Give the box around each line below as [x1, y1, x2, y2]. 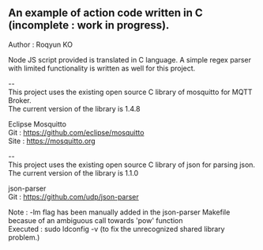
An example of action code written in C [8, 6, 203, 20]
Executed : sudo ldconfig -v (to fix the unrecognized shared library [8, 224, 225, 233]
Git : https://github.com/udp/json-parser [8, 191, 140, 201]
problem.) [8, 233, 40, 242]
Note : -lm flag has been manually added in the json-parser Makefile [8, 207, 231, 217]
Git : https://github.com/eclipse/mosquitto [8, 127, 145, 137]
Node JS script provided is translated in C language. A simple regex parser [8, 55, 251, 64]
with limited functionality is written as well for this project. [8, 63, 196, 73]
